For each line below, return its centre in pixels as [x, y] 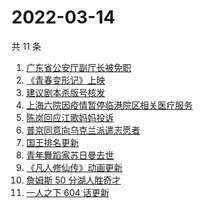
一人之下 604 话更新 [67, 192]
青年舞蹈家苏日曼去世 [69, 155]
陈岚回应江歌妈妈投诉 [69, 117]
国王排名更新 [52, 142]
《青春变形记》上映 [65, 80]
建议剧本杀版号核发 [65, 92]
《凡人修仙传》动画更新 [74, 167]
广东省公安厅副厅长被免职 [78, 67]
